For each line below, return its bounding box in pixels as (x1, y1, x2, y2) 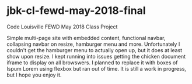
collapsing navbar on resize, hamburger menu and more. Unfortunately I (6, 41, 180, 48)
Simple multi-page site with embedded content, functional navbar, (6, 34, 166, 41)
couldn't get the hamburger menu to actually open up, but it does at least (6, 46, 183, 53)
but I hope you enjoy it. (6, 71, 62, 78)
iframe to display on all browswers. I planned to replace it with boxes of (6, 59, 178, 66)
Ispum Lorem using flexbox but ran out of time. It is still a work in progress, (6, 65, 186, 72)
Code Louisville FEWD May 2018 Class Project (6, 23, 118, 30)
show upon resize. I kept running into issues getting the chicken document (6, 53, 186, 60)
